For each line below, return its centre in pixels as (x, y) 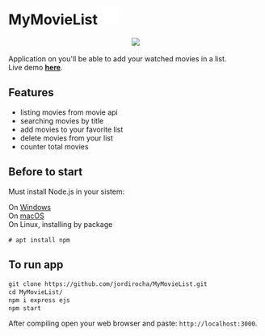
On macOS (26, 216)
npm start (25, 309)
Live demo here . (36, 67)
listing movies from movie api (69, 112)
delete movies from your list (66, 138)
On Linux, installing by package (61, 224)
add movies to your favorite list (72, 129)
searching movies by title (62, 120)
